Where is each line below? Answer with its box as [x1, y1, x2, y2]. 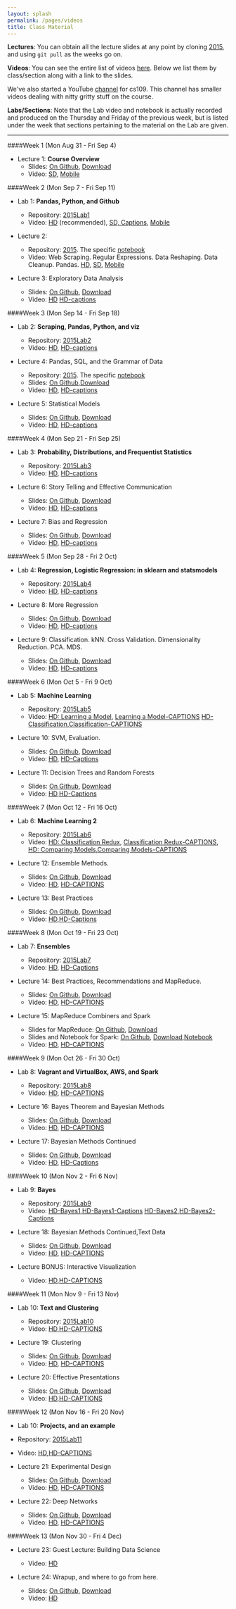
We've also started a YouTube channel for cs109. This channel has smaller [7, 85, 222, 94]
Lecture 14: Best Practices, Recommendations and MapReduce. [17, 977, 202, 986]
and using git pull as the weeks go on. [7, 50, 123, 58]
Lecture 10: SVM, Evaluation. [17, 734, 100, 742]
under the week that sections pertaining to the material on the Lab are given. [7, 121, 229, 130]
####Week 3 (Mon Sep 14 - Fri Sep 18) [7, 309, 120, 318]
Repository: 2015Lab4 [27, 580, 92, 588]
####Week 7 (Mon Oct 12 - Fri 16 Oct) [7, 803, 117, 812]
